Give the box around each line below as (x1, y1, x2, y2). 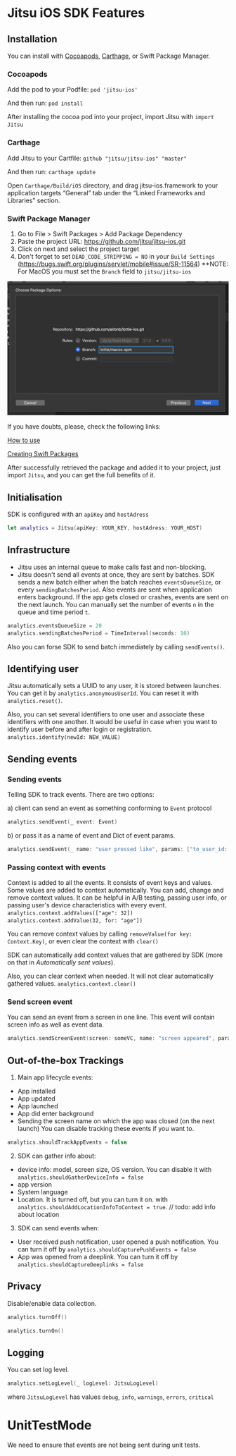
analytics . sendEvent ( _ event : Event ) (7, 819, 118, 826)
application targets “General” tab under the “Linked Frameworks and (7, 188, 206, 197)
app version (17, 1180, 53, 1189)
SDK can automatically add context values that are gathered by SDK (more (7, 950, 223, 960)
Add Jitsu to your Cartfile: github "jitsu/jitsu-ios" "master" (7, 154, 188, 162)
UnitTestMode (7, 1417, 92, 1433)
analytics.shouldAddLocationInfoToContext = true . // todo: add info (17, 1203, 216, 1211)
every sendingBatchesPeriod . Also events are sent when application (17, 585, 213, 594)
